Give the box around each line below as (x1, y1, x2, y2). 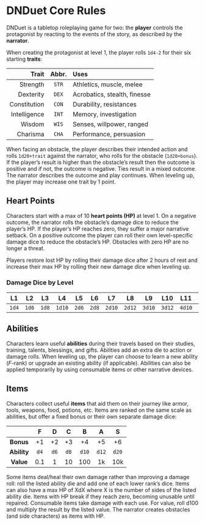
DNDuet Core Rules (6, 4, 106, 18)
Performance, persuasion (73, 130, 146, 138)
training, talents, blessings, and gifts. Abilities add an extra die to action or (6, 346, 192, 354)
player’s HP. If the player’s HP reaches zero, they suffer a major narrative (6, 225, 189, 233)
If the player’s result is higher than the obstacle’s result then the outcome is (6, 158, 195, 166)
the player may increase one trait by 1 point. (6, 178, 116, 185)
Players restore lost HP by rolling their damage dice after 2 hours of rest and (6, 256, 198, 264)
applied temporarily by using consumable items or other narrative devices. (6, 365, 193, 373)
